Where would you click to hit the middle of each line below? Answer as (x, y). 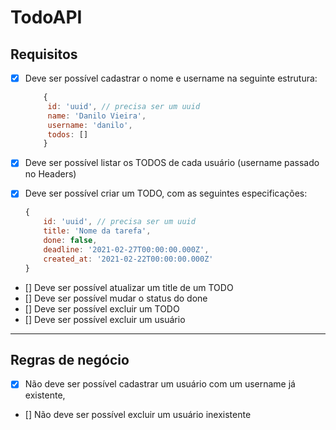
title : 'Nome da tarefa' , (97, 231)
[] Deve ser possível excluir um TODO (102, 308)
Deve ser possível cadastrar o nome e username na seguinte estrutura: (171, 78)
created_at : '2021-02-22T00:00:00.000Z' (128, 259)
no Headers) (50, 174)
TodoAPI (46, 17)
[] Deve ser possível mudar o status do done (116, 298)
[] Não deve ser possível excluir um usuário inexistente (138, 415)
